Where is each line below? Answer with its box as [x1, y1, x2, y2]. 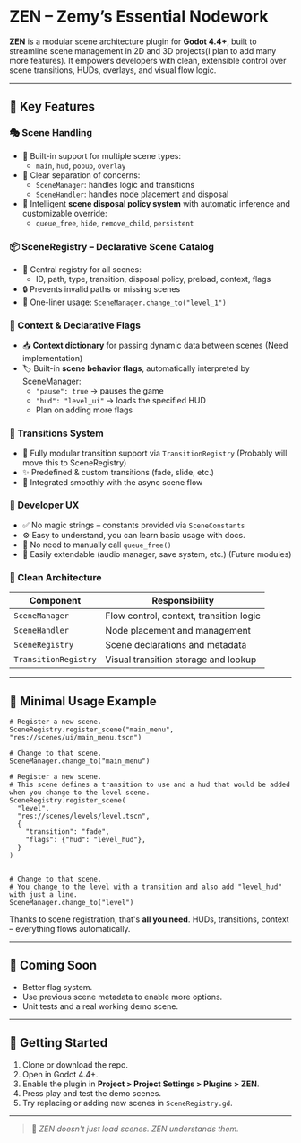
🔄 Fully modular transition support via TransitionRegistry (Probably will [21, 447, 288, 458]
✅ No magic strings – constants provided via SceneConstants [21, 519, 245, 530]
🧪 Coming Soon [9, 958, 97, 973]
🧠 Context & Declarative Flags [9, 319, 142, 332]
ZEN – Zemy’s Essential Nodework [9, 6, 269, 27]
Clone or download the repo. [21, 1059, 128, 1070]
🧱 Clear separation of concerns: [21, 169, 141, 181]
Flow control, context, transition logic [105, 609, 262, 622]
